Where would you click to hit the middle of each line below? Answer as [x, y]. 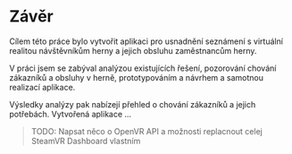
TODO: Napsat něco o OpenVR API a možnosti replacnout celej [147, 131]
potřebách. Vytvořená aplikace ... [71, 114]
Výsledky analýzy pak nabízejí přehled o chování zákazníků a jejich [133, 104]
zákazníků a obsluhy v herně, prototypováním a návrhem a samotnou [137, 77]
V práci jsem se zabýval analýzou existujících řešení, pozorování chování [143, 68]
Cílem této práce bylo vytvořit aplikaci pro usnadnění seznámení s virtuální [146, 41]
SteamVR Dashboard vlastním [86, 141]
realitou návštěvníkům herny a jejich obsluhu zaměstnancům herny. [133, 50]
